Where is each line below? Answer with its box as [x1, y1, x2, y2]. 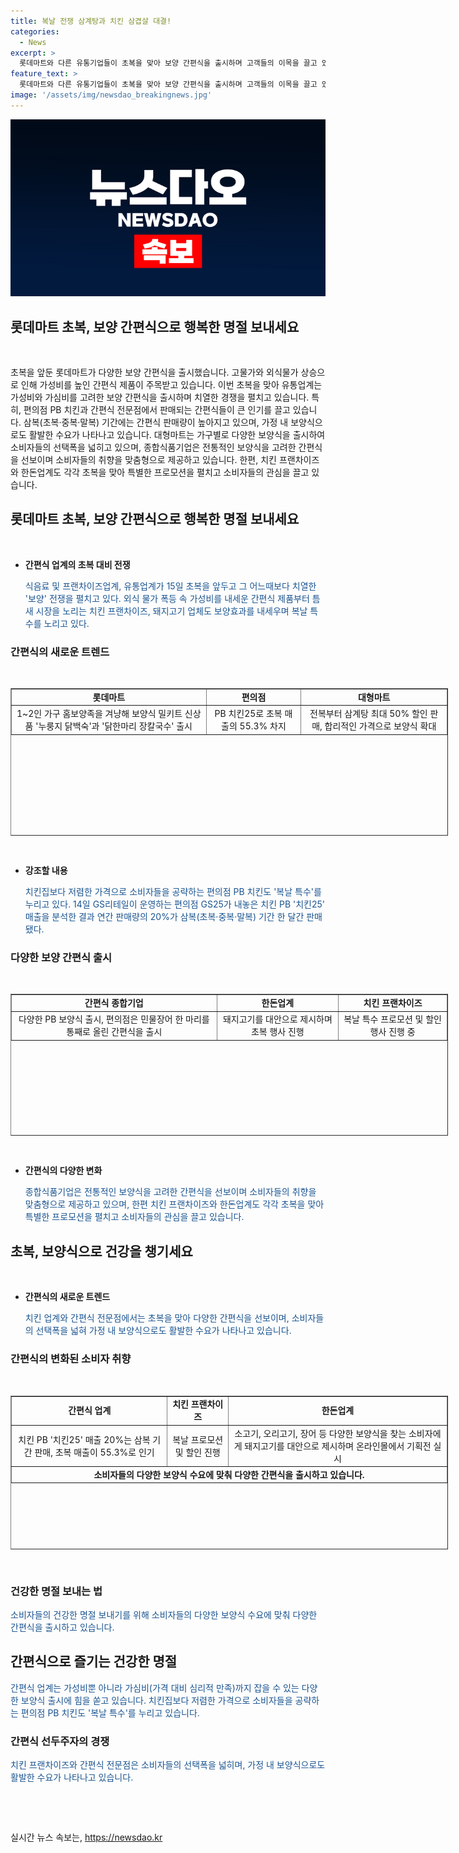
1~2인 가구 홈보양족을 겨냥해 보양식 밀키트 [16, 708, 183, 720]
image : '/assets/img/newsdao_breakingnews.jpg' [10, 90, 213, 100]
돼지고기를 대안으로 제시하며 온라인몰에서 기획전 [244, 1440, 432, 1452]
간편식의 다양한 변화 [24, 1165, 103, 1177]
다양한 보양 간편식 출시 [10, 951, 113, 965]
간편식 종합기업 [84, 997, 144, 1009]
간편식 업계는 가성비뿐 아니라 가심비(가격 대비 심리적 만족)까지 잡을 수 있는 [10, 1681, 300, 1694]
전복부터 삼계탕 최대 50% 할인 [309, 708, 428, 720]
